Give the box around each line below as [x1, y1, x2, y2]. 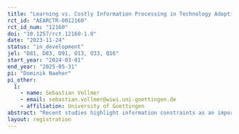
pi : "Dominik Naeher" [7, 69, 72, 77]
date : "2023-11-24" [7, 37, 65, 44]
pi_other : [7, 76, 37, 84]
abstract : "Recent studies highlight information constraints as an [7, 109, 215, 116]
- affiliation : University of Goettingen [20, 103, 144, 110]
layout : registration [7, 116, 72, 123]
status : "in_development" [7, 43, 84, 50]
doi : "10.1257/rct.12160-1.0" [7, 30, 97, 38]
